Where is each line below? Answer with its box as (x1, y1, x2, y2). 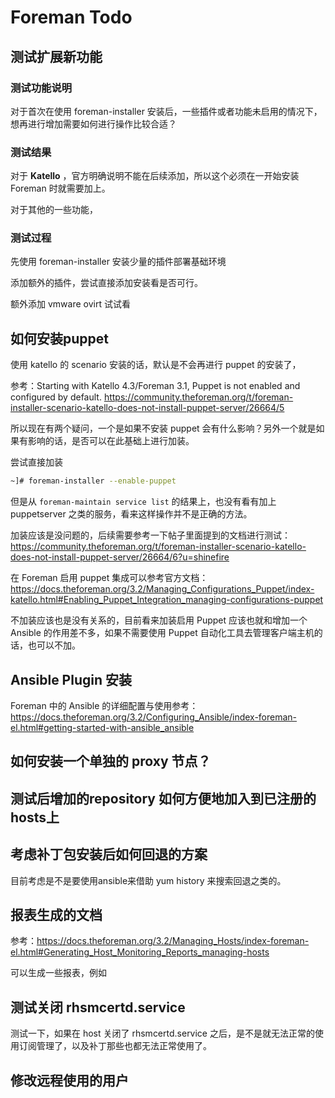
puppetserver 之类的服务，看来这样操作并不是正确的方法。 (10, 508, 253, 520)
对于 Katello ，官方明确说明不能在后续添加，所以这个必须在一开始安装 (10, 170, 300, 182)
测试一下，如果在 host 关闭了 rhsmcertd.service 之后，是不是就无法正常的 (10, 1027, 315, 1040)
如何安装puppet (10, 330, 109, 347)
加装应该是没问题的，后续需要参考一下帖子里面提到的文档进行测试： (10, 529, 291, 541)
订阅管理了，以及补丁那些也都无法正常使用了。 (18, 1040, 212, 1052)
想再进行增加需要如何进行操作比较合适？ (10, 117, 177, 130)
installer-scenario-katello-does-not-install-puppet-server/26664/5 (10, 402, 285, 414)
